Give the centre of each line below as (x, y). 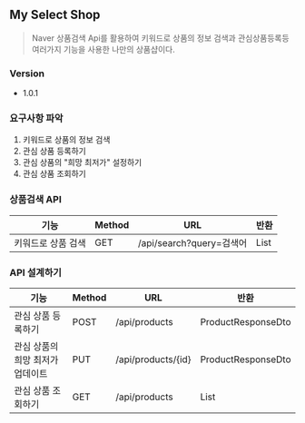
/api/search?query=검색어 (192, 242)
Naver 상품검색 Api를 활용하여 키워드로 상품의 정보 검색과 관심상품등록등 (160, 38)
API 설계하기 (35, 272)
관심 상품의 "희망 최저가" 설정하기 (82, 162)
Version (27, 74)
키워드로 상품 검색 (50, 242)
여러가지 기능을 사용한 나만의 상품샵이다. (103, 49)
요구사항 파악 (36, 119)
